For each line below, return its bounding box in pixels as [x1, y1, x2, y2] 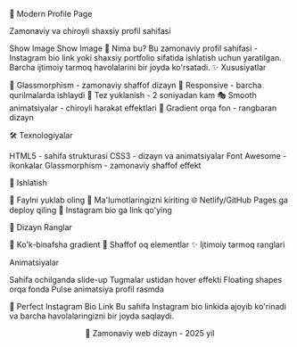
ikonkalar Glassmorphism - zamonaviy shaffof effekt [9, 161, 202, 170]
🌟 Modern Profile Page [9, 9, 93, 19]
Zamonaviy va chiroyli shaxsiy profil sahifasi [9, 26, 171, 36]
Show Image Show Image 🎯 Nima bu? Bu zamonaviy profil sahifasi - [9, 43, 259, 54]
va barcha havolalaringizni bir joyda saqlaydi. [9, 310, 175, 321]
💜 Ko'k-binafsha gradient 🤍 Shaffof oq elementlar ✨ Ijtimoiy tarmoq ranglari [9, 239, 285, 250]
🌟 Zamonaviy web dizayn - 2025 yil [85, 328, 215, 338]
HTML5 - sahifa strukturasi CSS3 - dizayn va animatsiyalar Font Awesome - [9, 151, 287, 161]
